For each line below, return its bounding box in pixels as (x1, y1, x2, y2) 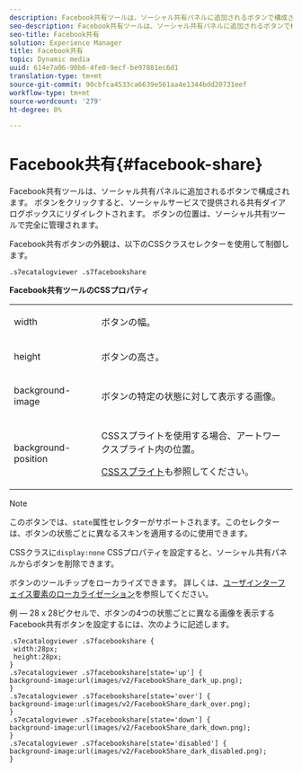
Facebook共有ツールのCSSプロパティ (9, 285, 150, 296)
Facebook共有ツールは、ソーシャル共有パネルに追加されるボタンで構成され (9, 186, 290, 197)
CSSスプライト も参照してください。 (101, 466, 254, 478)
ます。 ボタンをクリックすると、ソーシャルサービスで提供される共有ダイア (9, 197, 286, 208)
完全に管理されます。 (24, 219, 103, 230)
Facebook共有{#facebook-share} (9, 155, 263, 175)
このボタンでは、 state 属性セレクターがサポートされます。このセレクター (9, 517, 280, 528)
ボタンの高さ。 (101, 351, 164, 364)
